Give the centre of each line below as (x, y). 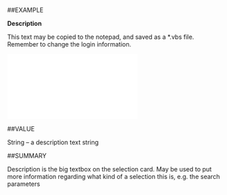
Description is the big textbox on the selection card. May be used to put (109, 169)
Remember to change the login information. (69, 44)
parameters (24, 184)
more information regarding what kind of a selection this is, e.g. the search (114, 177)
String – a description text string (53, 142)
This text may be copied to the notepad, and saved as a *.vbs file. (101, 37)
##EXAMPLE (25, 10)
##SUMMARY (27, 156)
